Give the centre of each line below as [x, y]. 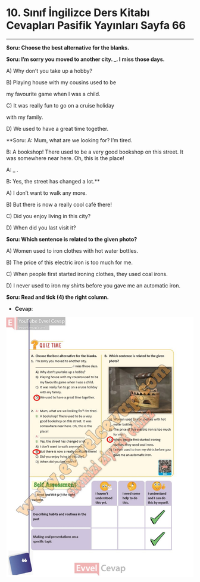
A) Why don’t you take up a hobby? [49, 71]
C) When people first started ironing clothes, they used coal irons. [87, 274]
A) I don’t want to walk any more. [47, 193]
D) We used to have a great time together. [57, 128]
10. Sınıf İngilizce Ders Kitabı [78, 13]
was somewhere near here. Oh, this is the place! [65, 158]
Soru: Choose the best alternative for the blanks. [68, 47]
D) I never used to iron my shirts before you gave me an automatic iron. [93, 285]
